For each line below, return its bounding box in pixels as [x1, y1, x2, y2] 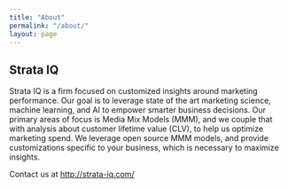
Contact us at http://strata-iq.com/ [9, 169, 135, 180]
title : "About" [9, 12, 66, 22]
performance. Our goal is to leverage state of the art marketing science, [9, 95, 272, 106]
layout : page [9, 29, 58, 38]
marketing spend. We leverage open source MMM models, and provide [9, 133, 269, 144]
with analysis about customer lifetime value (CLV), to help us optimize [9, 123, 264, 134]
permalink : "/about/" [9, 21, 90, 30]
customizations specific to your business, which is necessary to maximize [9, 143, 279, 153]
